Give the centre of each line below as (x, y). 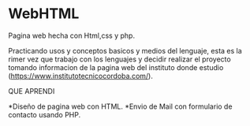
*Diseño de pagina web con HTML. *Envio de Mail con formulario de (120, 106)
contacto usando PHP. (45, 114)
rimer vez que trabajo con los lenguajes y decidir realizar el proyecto (119, 59)
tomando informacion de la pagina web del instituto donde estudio (116, 67)
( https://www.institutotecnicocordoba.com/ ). (81, 76)
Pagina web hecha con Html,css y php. (72, 35)
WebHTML (44, 14)
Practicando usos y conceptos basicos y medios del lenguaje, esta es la (125, 50)
